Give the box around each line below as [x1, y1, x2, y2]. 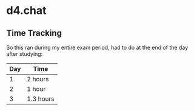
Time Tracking [6, 28, 62, 38]
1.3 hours [27, 95, 55, 103]
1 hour [27, 85, 46, 93]
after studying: [6, 50, 43, 58]
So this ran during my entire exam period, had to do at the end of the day [6, 44, 189, 51]
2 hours [27, 75, 49, 83]
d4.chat [6, 4, 47, 18]
